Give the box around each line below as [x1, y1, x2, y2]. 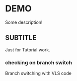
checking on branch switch [5, 59, 72, 66]
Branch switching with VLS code [5, 70, 72, 77]
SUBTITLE [5, 34, 37, 42]
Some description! [5, 19, 43, 25]
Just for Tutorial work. [5, 46, 51, 52]
